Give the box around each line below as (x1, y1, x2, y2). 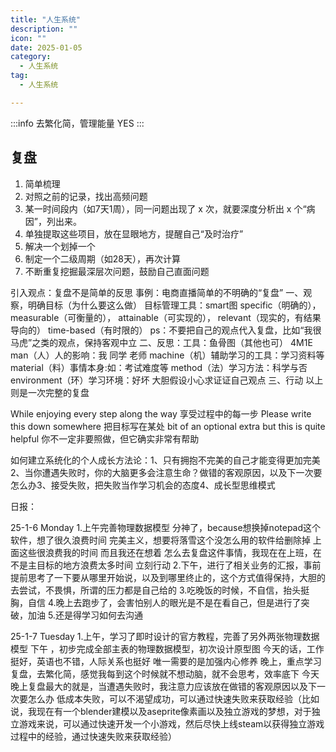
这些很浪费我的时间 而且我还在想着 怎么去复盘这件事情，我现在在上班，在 (18, 546, 322, 558)
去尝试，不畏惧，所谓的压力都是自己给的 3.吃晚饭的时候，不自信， (10, 584, 284, 596)
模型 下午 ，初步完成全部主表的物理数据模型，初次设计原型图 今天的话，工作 (10, 642, 325, 655)
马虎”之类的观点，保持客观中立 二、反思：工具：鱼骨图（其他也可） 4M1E (10, 336, 313, 348)
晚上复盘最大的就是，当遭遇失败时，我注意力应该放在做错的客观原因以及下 (10, 680, 317, 692)
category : (10, 52, 52, 62)
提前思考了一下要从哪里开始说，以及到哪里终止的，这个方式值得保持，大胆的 (10, 571, 326, 583)
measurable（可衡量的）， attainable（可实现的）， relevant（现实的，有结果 (10, 311, 322, 323)
